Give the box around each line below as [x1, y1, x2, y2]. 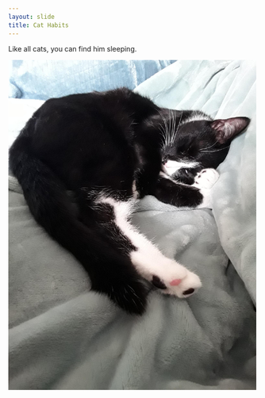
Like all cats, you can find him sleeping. [8, 44, 137, 53]
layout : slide [8, 13, 56, 21]
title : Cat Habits [8, 21, 69, 29]
